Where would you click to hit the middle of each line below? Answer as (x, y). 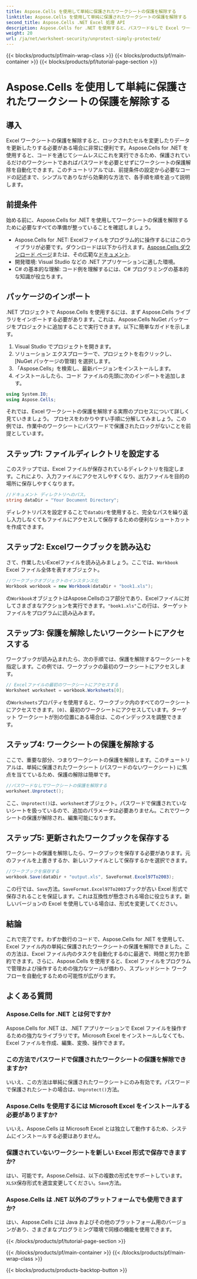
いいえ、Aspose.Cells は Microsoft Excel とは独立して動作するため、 (89, 1129)
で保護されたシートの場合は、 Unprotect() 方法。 (64, 1089)
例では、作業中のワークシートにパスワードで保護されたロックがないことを (96, 426)
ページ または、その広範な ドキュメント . (84, 254)
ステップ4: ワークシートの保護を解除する (80, 744)
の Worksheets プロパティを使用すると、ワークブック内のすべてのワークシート (98, 703)
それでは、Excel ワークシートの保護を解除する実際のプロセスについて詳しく (98, 412)
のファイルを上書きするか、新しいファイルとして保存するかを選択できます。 (98, 860)
